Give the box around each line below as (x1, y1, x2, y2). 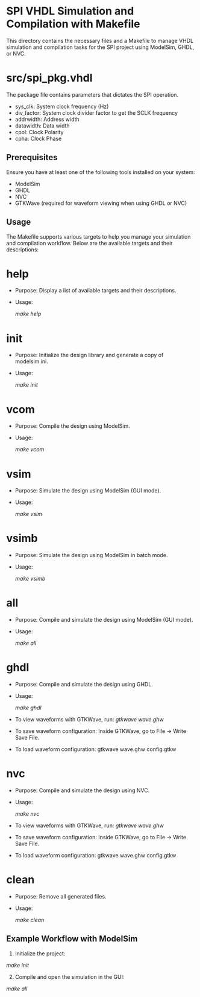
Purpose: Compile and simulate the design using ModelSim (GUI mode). (14, 616, 193, 624)
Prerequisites (6, 152, 58, 163)
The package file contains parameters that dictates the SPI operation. (6, 91, 179, 98)
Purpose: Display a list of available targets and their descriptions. (14, 287, 177, 294)
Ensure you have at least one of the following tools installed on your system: (6, 168, 195, 176)
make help (14, 310, 42, 318)
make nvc (14, 810, 40, 817)
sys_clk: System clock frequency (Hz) (14, 103, 109, 110)
